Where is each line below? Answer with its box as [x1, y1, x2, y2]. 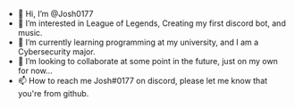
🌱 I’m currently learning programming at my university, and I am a [17, 37, 259, 47]
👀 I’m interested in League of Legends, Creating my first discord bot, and [17, 18, 286, 29]
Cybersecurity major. [17, 46, 96, 57]
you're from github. [17, 88, 89, 98]
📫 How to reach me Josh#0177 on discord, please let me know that [17, 76, 268, 86]
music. [17, 28, 43, 37]
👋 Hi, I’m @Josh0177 [17, 9, 94, 19]
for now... [17, 65, 54, 76]
